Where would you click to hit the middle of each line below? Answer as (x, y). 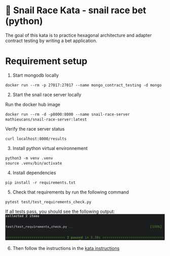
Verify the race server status (35, 129)
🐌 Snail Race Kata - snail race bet (76, 10)
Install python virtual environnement (50, 148)
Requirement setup (46, 61)
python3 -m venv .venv (29, 158)
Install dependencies (34, 173)
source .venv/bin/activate (34, 163)
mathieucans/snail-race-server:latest (46, 119)
